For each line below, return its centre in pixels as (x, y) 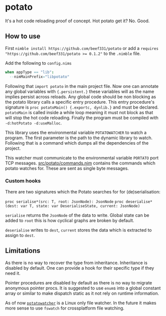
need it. (13, 273)
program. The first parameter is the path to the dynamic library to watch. (79, 138)
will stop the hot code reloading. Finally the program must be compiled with (82, 118)
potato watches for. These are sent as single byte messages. (67, 168)
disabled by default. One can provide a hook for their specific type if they (80, 268)
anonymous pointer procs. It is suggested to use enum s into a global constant (83, 288)
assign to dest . (20, 235)
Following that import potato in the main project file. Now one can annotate (82, 86)
